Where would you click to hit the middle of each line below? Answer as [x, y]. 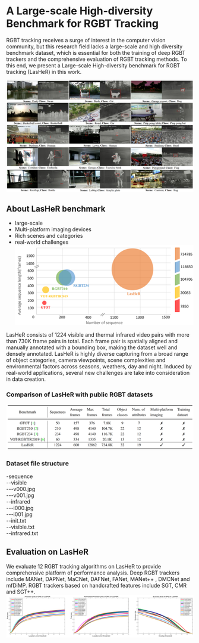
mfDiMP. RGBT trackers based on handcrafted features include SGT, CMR [97, 585]
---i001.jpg [19, 514]
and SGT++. [21, 592]
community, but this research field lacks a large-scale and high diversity [94, 46]
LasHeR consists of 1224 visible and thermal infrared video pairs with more [98, 334]
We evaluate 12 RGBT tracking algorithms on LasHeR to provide [84, 566]
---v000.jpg [21, 489]
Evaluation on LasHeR [48, 552]
